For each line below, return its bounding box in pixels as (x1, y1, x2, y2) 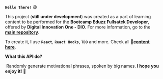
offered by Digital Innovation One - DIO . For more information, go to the (5, 24, 151, 30)
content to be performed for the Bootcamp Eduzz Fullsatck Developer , (5, 19, 150, 25)
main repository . (5, 29, 40, 35)
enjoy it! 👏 (5, 68, 26, 74)
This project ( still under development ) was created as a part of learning (5, 14, 151, 19)
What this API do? (5, 53, 43, 59)
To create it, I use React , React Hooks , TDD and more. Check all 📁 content (5, 39, 150, 45)
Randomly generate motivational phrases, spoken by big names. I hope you (6, 63, 159, 69)
